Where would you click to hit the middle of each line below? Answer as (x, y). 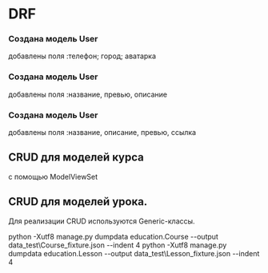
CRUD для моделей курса (76, 158)
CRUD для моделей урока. (78, 202)
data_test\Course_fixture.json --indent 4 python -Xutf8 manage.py (118, 245)
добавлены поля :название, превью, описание (88, 94)
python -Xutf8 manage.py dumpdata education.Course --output (113, 236)
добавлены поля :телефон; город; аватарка (82, 56)
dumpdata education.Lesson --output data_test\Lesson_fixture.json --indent (134, 253)
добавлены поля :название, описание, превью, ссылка (102, 133)
